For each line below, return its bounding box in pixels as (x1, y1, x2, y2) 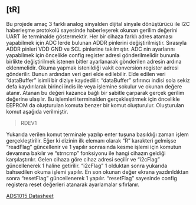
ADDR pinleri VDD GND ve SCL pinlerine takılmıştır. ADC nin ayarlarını (6, 45, 175, 52)
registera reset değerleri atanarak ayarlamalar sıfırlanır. (6, 181, 140, 188)
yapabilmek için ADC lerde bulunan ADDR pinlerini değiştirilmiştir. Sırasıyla (6, 39, 187, 46)
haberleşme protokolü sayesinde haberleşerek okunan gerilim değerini (6, 27, 178, 34)
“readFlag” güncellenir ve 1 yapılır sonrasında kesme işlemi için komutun (6, 143, 182, 150)
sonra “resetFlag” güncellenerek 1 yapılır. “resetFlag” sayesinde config (6, 174, 177, 181)
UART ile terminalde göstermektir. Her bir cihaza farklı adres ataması (6, 32, 173, 40)
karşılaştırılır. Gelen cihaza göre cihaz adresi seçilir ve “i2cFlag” (6, 156, 161, 163)
